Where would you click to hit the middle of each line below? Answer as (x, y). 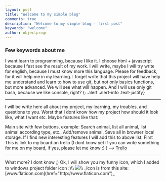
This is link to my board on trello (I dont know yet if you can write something (82, 143)
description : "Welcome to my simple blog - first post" (64, 24)
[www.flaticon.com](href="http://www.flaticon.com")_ (60, 174)
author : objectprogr (26, 33)
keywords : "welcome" (26, 28)
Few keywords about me (35, 50)
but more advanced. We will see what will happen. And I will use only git (79, 87)
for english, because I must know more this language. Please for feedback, (81, 71)
